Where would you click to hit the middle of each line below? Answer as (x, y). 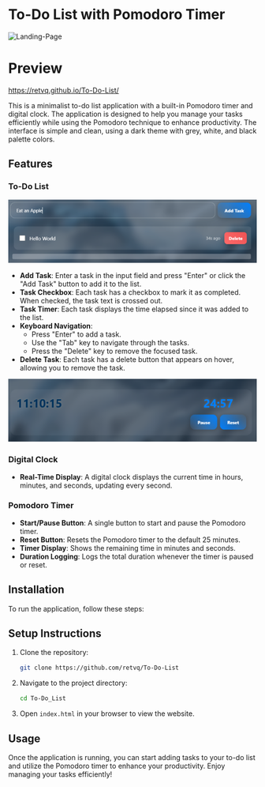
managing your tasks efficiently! (60, 774)
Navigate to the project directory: (73, 683)
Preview (35, 68)
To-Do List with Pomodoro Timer (117, 15)
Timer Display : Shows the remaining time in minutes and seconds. (127, 548)
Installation (36, 590)
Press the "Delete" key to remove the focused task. (114, 351)
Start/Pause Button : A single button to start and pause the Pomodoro (132, 522)
